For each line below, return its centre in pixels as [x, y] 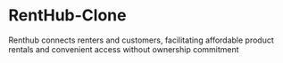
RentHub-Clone [67, 16]
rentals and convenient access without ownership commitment [124, 49]
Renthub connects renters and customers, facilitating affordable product [141, 40]
